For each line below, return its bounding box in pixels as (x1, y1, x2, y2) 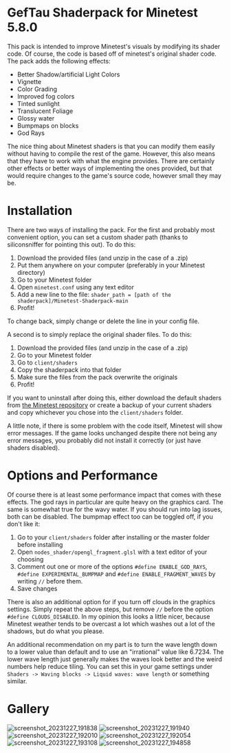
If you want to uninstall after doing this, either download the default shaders (7, 393, 222, 402)
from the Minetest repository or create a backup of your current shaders (7, 401, 212, 409)
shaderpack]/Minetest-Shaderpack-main (16, 298, 129, 305)
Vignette (16, 77, 42, 85)
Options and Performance (7, 468, 158, 484)
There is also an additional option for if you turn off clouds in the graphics (7, 597, 215, 606)
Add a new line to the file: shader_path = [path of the (16, 290, 172, 298)
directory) (16, 268, 46, 276)
